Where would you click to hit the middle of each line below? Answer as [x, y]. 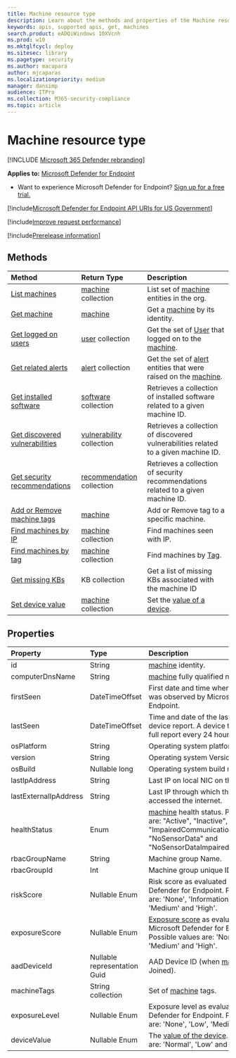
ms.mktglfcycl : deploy [40, 46]
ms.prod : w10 [26, 40]
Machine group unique [186, 870]
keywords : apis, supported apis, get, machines [78, 27]
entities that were [176, 367]
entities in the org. [177, 298]
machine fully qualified [186, 676]
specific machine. [176, 519]
